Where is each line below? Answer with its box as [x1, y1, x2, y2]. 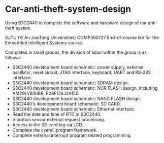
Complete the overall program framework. [12, 127, 98, 133]
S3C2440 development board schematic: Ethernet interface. [12, 106, 135, 112]
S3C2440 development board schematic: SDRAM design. [12, 80, 129, 86]
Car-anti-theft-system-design [5, 3, 131, 15]
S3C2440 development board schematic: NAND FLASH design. [12, 95, 141, 102]
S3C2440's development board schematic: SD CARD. [12, 101, 121, 107]
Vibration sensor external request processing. [12, 116, 105, 122]
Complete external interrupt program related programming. [12, 132, 132, 138]
